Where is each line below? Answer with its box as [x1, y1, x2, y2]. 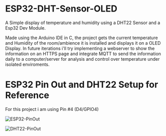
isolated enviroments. [5, 61, 50, 67]
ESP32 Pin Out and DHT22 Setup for [5, 79, 158, 90]
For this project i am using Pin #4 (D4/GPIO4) [5, 106, 99, 112]
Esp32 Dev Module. [5, 25, 46, 31]
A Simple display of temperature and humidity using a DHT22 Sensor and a [5, 20, 160, 26]
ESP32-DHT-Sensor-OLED [5, 3, 118, 15]
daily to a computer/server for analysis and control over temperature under [5, 56, 160, 62]
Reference [5, 90, 49, 101]
